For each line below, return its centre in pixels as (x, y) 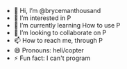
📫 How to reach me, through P (58, 40)
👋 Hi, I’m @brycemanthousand (57, 11)
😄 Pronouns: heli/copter (49, 50)
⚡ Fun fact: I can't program (52, 58)
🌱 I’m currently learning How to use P (67, 25)
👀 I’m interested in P (42, 18)
